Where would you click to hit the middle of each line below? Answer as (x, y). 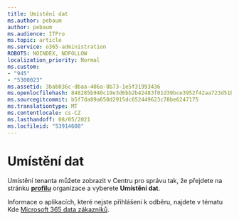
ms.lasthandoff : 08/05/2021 (49, 119)
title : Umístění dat (38, 14)
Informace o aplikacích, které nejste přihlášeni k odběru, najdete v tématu (115, 202)
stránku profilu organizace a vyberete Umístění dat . (84, 188)
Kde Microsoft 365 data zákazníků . (58, 209)
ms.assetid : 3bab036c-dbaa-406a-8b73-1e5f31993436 (84, 87)
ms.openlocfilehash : (38, 93)
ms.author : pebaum (34, 21)
